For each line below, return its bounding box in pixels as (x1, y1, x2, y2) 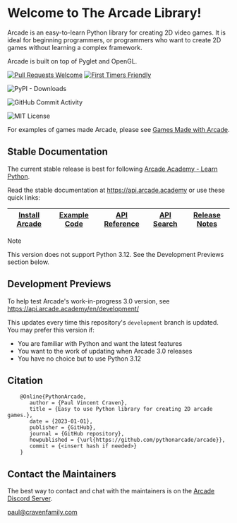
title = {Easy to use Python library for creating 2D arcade (29, 406, 213, 413)
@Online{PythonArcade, (20, 393, 87, 400)
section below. (7, 258, 49, 266)
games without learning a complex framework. (7, 43, 142, 52)
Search (152, 219, 178, 229)
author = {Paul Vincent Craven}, (29, 399, 128, 407)
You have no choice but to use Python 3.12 (17, 354, 142, 363)
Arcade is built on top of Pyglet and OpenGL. (7, 56, 138, 65)
